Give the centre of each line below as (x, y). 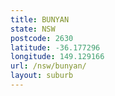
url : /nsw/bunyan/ (48, 66)
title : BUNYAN (40, 19)
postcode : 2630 (42, 38)
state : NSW (33, 29)
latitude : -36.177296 (55, 47)
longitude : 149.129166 (57, 57)
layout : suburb (42, 76)
